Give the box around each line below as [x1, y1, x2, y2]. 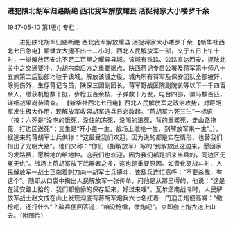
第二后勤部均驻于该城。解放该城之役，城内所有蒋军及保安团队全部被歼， [19, 73, 226, 81]
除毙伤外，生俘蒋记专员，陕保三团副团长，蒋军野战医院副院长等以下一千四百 [7, 81, 226, 89]
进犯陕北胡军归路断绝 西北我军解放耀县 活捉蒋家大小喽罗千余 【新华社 [19, 38, 219, 46]
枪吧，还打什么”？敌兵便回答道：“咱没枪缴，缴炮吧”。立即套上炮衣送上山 [7, 202, 216, 211]
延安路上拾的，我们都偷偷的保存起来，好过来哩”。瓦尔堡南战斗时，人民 [12, 185, 217, 193]
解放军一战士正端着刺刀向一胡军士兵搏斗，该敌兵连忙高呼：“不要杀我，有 [12, 168, 223, 176]
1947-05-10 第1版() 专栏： [7, 23, 81, 32]
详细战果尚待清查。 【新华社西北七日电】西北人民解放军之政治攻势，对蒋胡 [7, 98, 222, 107]
